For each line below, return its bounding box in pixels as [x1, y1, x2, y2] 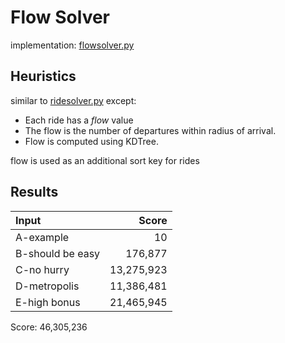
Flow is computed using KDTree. [24, 135, 159, 147]
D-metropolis [15, 279, 80, 293]
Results [10, 184, 59, 201]
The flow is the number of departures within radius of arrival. [24, 124, 277, 136]
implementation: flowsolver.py [10, 39, 135, 51]
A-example [15, 230, 70, 244]
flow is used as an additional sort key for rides [10, 154, 200, 166]
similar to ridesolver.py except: [10, 94, 137, 106]
